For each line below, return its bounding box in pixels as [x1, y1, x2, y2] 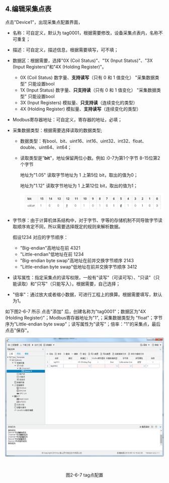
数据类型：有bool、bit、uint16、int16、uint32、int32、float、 [20, 138, 147, 144]
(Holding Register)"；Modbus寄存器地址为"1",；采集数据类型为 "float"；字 [5, 315, 158, 321]
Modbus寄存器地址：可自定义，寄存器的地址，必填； [12, 116, 122, 122]
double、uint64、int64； [20, 144, 72, 150]
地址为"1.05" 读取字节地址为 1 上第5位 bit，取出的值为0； [20, 172, 138, 178]
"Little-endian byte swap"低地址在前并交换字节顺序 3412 [20, 264, 137, 270]
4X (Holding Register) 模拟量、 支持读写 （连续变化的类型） [20, 106, 141, 112]
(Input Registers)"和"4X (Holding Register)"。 [12, 63, 107, 69]
